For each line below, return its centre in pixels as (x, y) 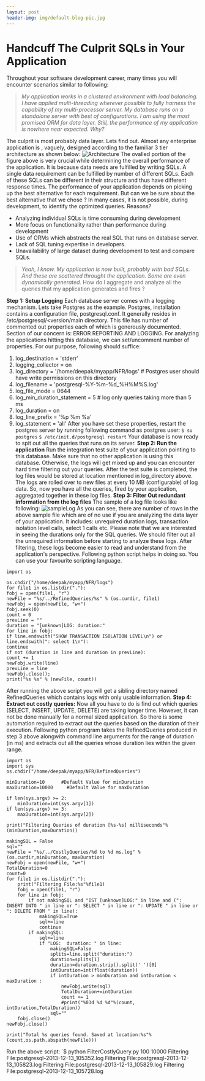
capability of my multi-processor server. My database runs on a (102, 110)
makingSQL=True (58, 917)
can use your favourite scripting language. (69, 561)
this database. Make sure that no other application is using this (94, 456)
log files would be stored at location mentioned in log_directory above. (104, 476)
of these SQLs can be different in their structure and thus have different (96, 180)
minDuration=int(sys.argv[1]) (56, 804)
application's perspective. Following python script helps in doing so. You (106, 554)
